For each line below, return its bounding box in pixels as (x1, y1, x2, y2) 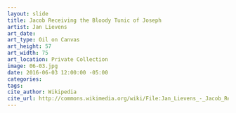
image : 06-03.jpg (7, 62, 58, 69)
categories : (7, 75, 42, 83)
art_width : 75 (7, 50, 49, 57)
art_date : (7, 29, 37, 37)
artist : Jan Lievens (7, 23, 68, 30)
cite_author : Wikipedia (7, 88, 77, 95)
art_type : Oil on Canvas (7, 36, 80, 44)
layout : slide (7, 10, 49, 18)
